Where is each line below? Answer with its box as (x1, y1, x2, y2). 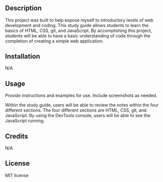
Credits (5, 132, 28, 140)
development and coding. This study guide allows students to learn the (5, 22, 149, 28)
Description (5, 4, 42, 12)
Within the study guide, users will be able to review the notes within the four (5, 102, 159, 108)
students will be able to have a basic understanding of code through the (5, 32, 151, 38)
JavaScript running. (5, 118, 45, 124)
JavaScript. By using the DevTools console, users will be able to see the (5, 113, 151, 119)
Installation (5, 52, 40, 61)
